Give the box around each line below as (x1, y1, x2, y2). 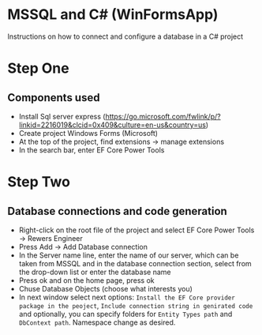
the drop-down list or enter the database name (18, 267, 171, 277)
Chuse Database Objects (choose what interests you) (18, 284, 193, 293)
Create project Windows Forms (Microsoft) (18, 128, 159, 137)
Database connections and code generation (7, 204, 228, 218)
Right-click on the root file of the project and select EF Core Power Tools (18, 225, 255, 235)
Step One (7, 59, 69, 77)
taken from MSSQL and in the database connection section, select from (18, 258, 252, 268)
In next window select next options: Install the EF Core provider (18, 292, 236, 302)
